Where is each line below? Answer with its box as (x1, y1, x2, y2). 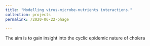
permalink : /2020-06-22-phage (5, 17, 69, 22)
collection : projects (5, 12, 51, 17)
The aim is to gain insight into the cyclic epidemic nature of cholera (5, 35, 145, 41)
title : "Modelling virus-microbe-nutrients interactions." (5, 7, 133, 13)
